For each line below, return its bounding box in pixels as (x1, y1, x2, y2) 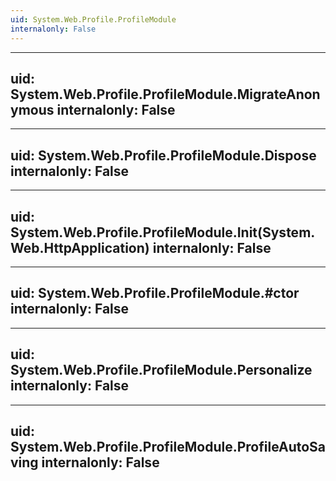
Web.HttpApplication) (10, 239, 150, 256)
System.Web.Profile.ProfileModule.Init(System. (10, 224, 316, 241)
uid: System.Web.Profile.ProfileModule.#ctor (10, 285, 300, 302)
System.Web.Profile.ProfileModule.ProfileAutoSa (10, 438, 327, 455)
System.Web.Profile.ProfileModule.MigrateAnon (10, 86, 321, 103)
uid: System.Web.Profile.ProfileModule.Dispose (10, 147, 317, 164)
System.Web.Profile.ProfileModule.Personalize (10, 362, 313, 379)
